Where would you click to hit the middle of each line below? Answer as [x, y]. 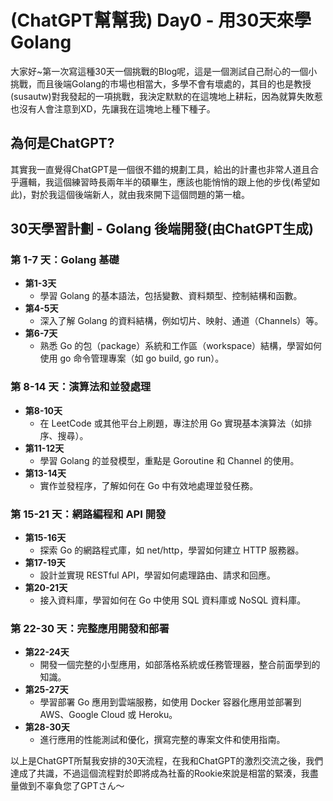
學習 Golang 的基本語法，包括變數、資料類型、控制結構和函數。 [171, 296]
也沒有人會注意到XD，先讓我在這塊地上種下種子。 [113, 108]
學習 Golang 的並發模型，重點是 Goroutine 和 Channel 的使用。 [169, 460]
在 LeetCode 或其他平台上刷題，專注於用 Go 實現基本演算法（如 [171, 423]
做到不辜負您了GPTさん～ [71, 786]
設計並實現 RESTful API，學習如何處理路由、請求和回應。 [158, 575]
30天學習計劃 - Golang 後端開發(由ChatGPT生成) [162, 229]
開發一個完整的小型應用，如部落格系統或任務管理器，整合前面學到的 [180, 665]
